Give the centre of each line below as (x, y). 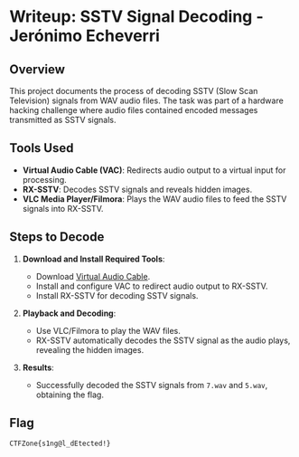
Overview (37, 69)
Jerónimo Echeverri (85, 36)
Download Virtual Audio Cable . (93, 276)
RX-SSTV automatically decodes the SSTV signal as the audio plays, (163, 340)
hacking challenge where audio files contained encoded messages (134, 110)
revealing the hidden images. (90, 349)
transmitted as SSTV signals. (63, 120)
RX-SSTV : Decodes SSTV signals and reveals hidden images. (137, 189)
